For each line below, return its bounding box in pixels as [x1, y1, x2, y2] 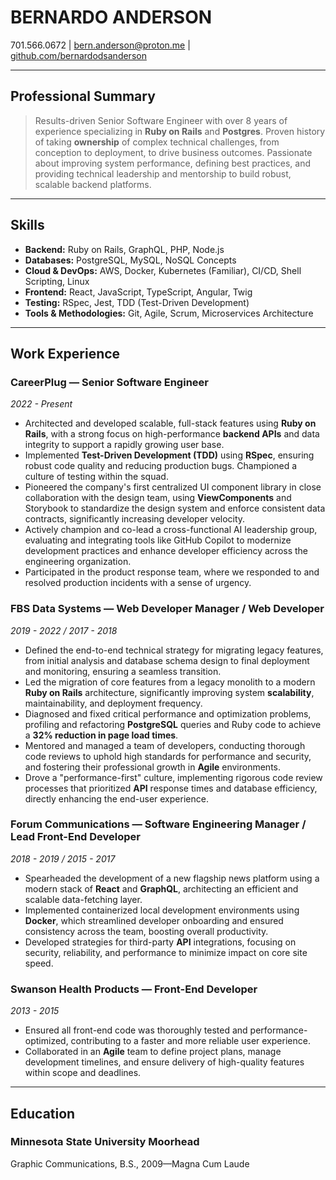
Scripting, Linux [24, 275, 90, 287]
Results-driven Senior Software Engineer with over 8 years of [34, 114, 288, 126]
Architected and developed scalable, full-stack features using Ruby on [24, 417, 317, 430]
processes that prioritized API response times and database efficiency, [24, 782, 318, 794]
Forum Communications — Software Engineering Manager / [10, 817, 307, 831]
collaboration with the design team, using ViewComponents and [24, 492, 292, 504]
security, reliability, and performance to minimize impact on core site [24, 946, 308, 958]
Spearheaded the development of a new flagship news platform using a [24, 872, 320, 884]
